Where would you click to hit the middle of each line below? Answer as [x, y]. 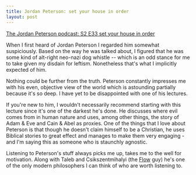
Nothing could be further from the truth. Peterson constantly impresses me [96, 81]
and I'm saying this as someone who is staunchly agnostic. [77, 142]
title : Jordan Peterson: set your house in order [68, 11]
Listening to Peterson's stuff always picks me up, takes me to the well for [94, 153]
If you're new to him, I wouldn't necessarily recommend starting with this [94, 104]
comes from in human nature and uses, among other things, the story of [92, 117]
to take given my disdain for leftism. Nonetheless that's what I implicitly [91, 63]
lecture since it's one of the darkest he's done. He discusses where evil [92, 111]
